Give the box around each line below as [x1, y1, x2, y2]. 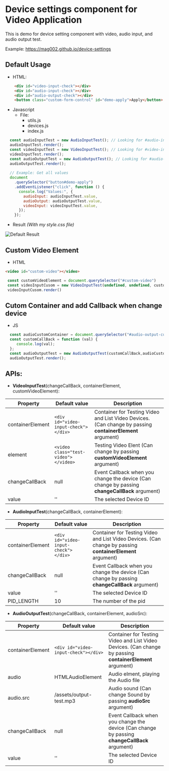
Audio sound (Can [108, 685, 151, 692]
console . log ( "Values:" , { [18, 189, 73, 194]
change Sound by [108, 691, 150, 698]
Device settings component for [5, 4, 137, 15]
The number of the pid [92, 598, 146, 605]
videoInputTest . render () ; [10, 152, 64, 157]
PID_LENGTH [8, 598, 39, 605]
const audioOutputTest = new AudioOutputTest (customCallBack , [10, 351, 143, 356]
